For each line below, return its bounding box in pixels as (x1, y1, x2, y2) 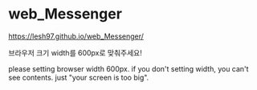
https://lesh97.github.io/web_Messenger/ (8, 31, 145, 41)
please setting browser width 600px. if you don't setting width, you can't (8, 63, 249, 73)
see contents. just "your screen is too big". (8, 72, 149, 82)
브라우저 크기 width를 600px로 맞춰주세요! (8, 47, 142, 57)
